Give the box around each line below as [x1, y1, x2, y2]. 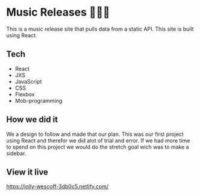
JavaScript [14, 78, 42, 85]
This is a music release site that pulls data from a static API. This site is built [6, 25, 194, 32]
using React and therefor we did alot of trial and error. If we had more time [6, 136, 190, 144]
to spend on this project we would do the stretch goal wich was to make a [6, 143, 189, 150]
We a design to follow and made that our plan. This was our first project [6, 130, 184, 138]
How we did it [6, 114, 58, 125]
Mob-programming [14, 97, 63, 104]
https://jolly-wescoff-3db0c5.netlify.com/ [6, 183, 109, 190]
